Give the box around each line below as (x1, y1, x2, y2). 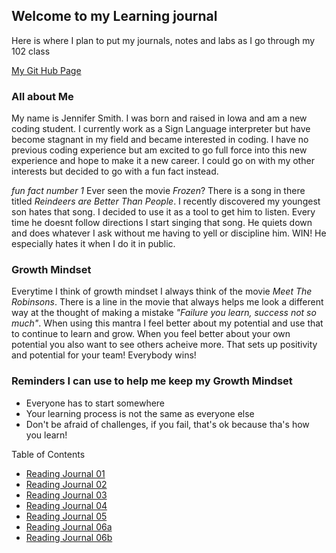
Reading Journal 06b (25, 531, 113, 543)
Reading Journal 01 (25, 467, 106, 479)
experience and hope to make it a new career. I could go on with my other (11, 155, 315, 167)
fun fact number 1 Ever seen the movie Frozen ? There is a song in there (11, 185, 306, 197)
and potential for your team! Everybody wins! (11, 349, 197, 361)
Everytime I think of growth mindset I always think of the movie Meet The (11, 285, 313, 298)
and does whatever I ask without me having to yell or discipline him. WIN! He (11, 227, 327, 239)
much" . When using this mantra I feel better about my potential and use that (11, 317, 324, 329)
